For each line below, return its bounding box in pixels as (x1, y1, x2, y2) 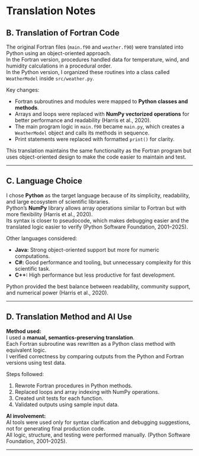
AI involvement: (6, 412, 46, 419)
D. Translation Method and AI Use (6, 312, 132, 322)
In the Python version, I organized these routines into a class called (6, 69, 170, 75)
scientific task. (14, 265, 51, 272)
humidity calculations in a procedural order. (6, 62, 113, 69)
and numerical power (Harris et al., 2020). (6, 289, 108, 296)
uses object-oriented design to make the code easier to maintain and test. (6, 153, 187, 160)
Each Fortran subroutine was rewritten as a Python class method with (6, 340, 176, 347)
